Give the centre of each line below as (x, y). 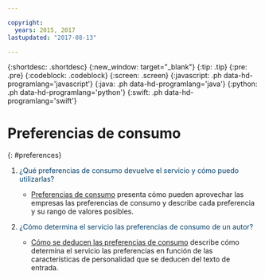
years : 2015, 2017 (45, 30)
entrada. (45, 268)
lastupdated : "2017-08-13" (52, 37)
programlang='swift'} (42, 101)
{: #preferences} (35, 155)
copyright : (25, 22)
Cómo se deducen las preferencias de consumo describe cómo (135, 242)
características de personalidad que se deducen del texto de (131, 259)
